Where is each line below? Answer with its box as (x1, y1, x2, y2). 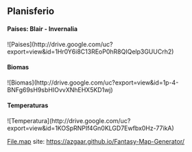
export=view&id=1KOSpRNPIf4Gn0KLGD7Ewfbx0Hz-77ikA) (7, 124, 175, 132)
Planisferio (7, 6, 55, 17)
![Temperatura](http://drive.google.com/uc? (7, 117, 131, 124)
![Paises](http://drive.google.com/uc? (7, 40, 113, 48)
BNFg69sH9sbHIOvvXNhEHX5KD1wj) (7, 85, 113, 94)
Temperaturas (7, 101, 49, 109)
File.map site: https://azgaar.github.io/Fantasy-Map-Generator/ (7, 138, 185, 145)
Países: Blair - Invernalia (7, 24, 77, 33)
